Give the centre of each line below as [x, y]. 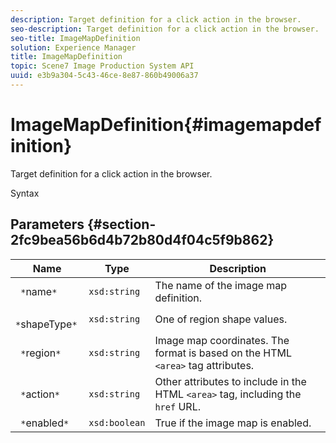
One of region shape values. [221, 319]
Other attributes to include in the [230, 381]
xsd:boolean [117, 422]
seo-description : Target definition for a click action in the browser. [165, 29]
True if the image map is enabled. [233, 423]
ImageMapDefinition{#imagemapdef [166, 125]
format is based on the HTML [223, 353]
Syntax [25, 193]
